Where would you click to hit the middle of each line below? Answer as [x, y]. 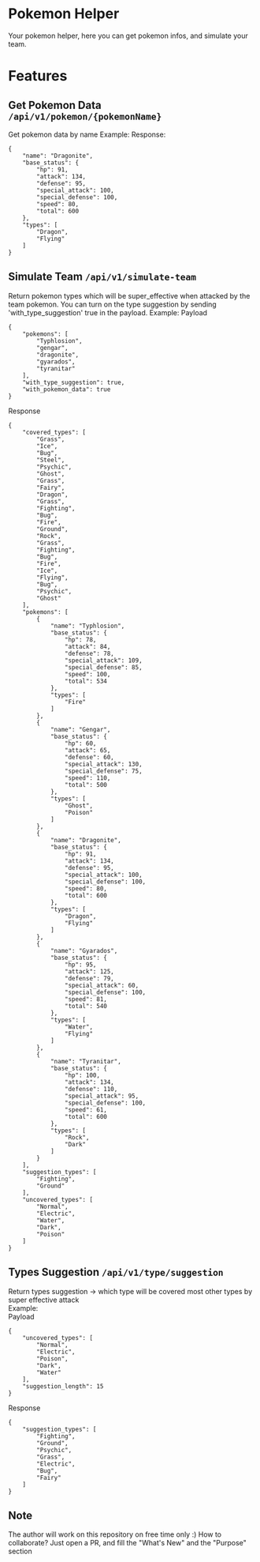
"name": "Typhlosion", [87, 626]
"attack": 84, [87, 646]
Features [38, 76]
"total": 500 [86, 785]
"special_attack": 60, [102, 985]
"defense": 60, [89, 757]
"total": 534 [86, 681]
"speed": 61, [86, 1110]
